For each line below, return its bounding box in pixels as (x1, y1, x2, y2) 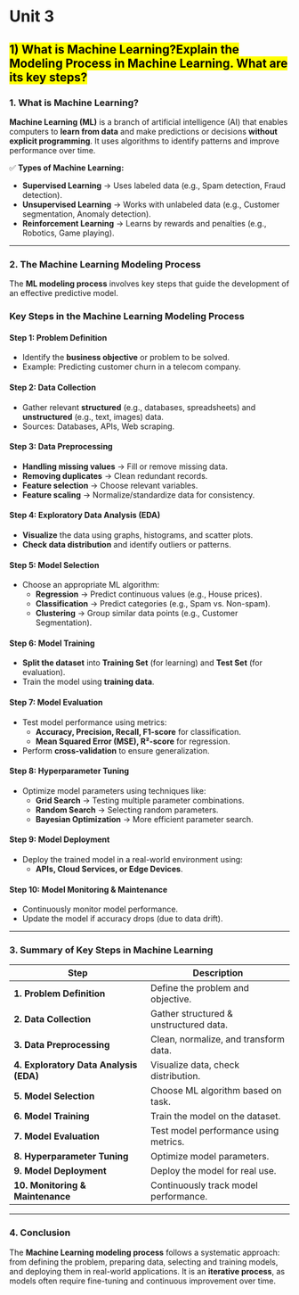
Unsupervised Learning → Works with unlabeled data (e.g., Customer (21, 199, 280, 210)
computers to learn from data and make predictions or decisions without (9, 126, 279, 136)
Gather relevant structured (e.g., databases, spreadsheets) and (21, 401, 256, 412)
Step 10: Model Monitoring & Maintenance (9, 884, 168, 895)
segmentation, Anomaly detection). (21, 208, 151, 219)
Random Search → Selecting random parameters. (35, 804, 219, 815)
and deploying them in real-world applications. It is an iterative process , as (9, 1266, 286, 1276)
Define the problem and (150, 982, 249, 994)
